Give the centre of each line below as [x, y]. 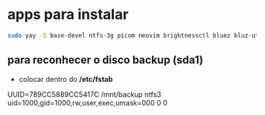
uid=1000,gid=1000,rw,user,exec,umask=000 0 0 [87, 102]
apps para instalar [68, 15]
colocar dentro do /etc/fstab [66, 79]
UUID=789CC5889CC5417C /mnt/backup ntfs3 [84, 94]
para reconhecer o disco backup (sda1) [105, 60]
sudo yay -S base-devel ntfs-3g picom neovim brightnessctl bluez [119, 35]
